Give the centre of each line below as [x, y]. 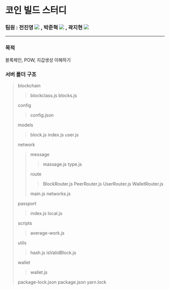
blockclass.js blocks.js [54, 96]
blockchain [29, 86]
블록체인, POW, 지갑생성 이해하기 [38, 60]
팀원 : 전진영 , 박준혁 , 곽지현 [44, 27]
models [25, 125]
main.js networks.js [50, 194]
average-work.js [47, 233]
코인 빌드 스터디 [36, 10]
